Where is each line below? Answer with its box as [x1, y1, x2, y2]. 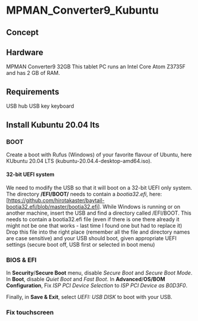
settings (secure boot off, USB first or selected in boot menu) [6, 241, 155, 248]
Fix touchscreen [6, 309, 54, 317]
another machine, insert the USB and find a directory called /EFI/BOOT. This [6, 209, 191, 217]
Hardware [6, 47, 43, 57]
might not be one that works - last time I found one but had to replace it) [6, 222, 183, 229]
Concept [6, 27, 39, 37]
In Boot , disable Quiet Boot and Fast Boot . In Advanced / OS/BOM [6, 276, 165, 283]
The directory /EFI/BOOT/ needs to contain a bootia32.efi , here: [6, 191, 162, 198]
